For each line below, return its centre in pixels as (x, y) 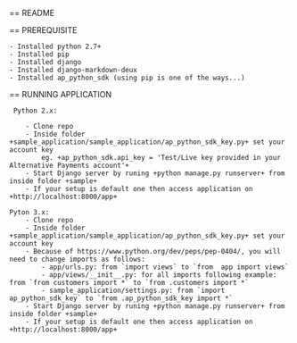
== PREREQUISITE (43, 30)
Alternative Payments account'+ (69, 165)
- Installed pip (39, 54)
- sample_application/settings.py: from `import (133, 290)
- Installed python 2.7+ (55, 46)
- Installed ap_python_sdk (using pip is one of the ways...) (127, 78)
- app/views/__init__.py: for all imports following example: (159, 275)
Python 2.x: (35, 111)
